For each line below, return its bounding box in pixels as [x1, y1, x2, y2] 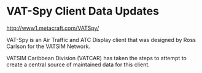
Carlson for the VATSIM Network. [6, 43, 91, 50]
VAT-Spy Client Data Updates [6, 4, 160, 18]
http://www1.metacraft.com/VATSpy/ [6, 24, 99, 32]
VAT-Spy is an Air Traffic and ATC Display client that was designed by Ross [6, 36, 196, 43]
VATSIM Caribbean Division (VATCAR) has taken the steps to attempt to [6, 54, 187, 61]
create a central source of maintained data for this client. [6, 61, 150, 68]
